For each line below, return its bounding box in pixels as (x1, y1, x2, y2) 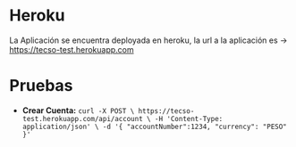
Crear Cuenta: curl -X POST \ (21, 104, 135, 116)
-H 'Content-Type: (155, 114, 224, 123)
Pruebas (9, 76, 73, 96)
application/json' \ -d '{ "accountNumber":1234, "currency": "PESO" (21, 122, 288, 131)
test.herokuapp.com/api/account (21, 114, 143, 123)
